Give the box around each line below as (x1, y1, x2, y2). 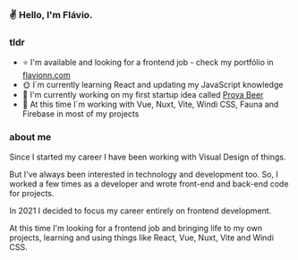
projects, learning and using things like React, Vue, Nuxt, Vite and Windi (9, 232, 275, 243)
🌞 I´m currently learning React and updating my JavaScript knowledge (21, 80, 284, 91)
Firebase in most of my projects (21, 108, 140, 119)
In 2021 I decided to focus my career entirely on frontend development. (9, 205, 272, 216)
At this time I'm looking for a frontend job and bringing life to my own (9, 222, 262, 233)
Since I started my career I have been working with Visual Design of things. (9, 152, 286, 162)
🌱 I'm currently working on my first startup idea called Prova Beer (21, 90, 264, 100)
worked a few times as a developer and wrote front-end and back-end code (9, 178, 289, 189)
